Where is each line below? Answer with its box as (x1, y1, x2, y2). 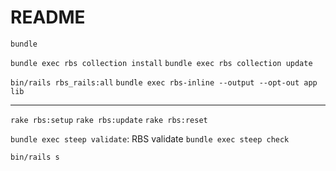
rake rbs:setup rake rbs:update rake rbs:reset (10, 115, 208, 125)
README (10, 6, 86, 29)
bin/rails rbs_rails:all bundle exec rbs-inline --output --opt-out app (10, 77, 318, 88)
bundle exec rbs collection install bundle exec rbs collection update (10, 58, 313, 68)
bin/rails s (10, 152, 60, 162)
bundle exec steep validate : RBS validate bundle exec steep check (10, 132, 290, 145)
